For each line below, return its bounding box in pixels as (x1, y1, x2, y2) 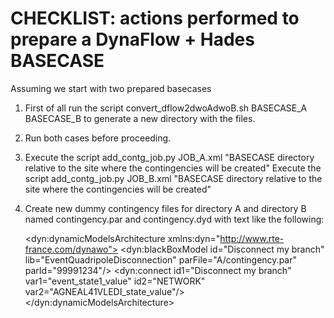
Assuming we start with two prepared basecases (10, 82, 212, 94)
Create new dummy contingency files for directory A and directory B (24, 202, 307, 214)
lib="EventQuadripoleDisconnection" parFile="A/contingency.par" (24, 253, 297, 266)
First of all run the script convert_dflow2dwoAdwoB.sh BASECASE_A (24, 102, 308, 114)
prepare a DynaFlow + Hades (10, 28, 255, 51)
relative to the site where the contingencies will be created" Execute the (24, 162, 322, 174)
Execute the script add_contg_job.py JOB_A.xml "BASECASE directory (24, 151, 315, 163)
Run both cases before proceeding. (24, 132, 172, 144)
